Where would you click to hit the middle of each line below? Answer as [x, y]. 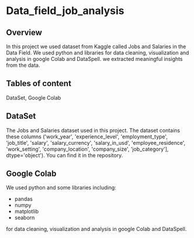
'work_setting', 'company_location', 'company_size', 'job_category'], [87, 149]
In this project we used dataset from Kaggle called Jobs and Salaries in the [96, 46]
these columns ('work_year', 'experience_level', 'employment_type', [87, 137]
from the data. [23, 65]
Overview [24, 33]
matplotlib [27, 212]
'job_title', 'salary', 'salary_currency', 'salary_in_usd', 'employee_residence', [96, 142]
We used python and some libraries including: [61, 188]
